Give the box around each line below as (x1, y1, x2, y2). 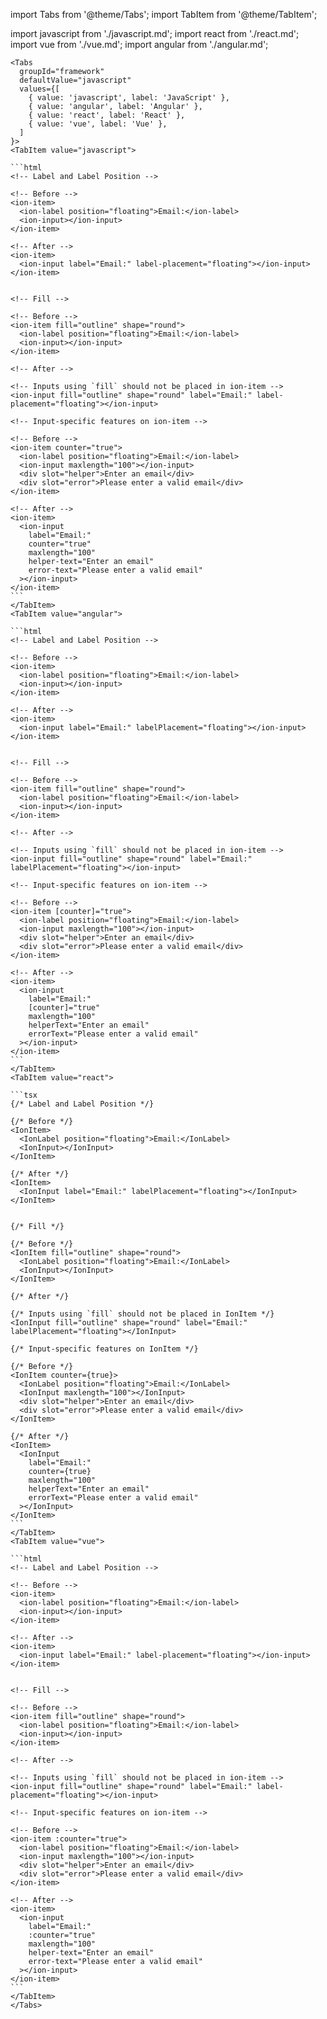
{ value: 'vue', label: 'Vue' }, (28, 119, 168, 129)
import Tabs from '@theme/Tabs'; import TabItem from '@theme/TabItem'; (10, 9, 318, 20)
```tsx (10, 1090, 38, 1100)
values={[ (19, 84, 60, 94)
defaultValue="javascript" (19, 75, 132, 85)
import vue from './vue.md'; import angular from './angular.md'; (10, 39, 269, 50)
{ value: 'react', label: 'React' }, (28, 110, 186, 120)
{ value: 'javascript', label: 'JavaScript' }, (28, 93, 230, 103)
